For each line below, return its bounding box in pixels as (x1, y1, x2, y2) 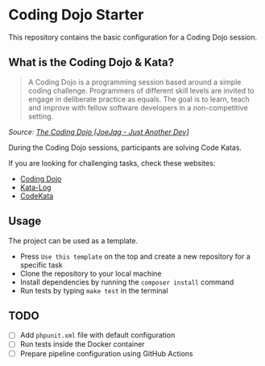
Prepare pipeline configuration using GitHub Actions (19, 348, 193, 358)
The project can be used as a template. (8, 235, 139, 245)
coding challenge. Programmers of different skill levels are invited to (27, 85, 255, 95)
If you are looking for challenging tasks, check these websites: (8, 158, 216, 168)
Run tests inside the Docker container (19, 339, 145, 349)
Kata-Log (19, 182, 52, 192)
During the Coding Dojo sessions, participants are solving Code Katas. (8, 143, 242, 152)
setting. (27, 111, 54, 121)
